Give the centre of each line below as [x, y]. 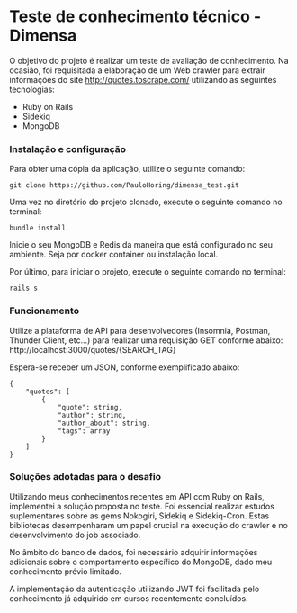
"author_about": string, [104, 423]
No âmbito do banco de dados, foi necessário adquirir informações [134, 552]
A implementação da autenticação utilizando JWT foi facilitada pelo [135, 589]
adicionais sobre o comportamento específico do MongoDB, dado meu [141, 562]
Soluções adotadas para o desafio [85, 477]
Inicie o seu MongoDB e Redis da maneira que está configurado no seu [141, 245]
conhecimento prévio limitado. [66, 571]
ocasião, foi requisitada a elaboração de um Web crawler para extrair [137, 70]
